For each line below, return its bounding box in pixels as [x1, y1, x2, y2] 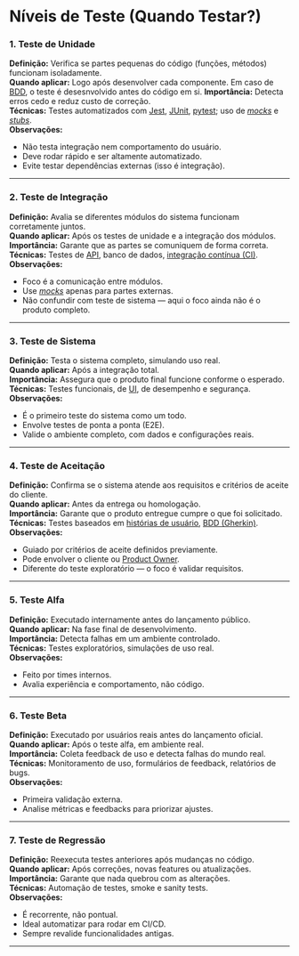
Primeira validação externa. [21, 794, 123, 805]
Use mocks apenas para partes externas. [21, 285, 174, 296]
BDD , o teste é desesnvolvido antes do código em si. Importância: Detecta [9, 86, 284, 97]
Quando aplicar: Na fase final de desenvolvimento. [9, 623, 198, 634]
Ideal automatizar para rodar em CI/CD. [21, 919, 166, 929]
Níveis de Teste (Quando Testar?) [9, 6, 262, 27]
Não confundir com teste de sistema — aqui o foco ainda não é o [21, 295, 261, 305]
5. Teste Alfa [9, 594, 65, 606]
